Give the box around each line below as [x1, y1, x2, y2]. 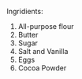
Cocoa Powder [17, 63, 67, 73]
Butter [17, 31, 39, 39]
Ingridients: [6, 7, 43, 16]
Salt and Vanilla [17, 47, 69, 56]
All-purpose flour [17, 22, 74, 31]
